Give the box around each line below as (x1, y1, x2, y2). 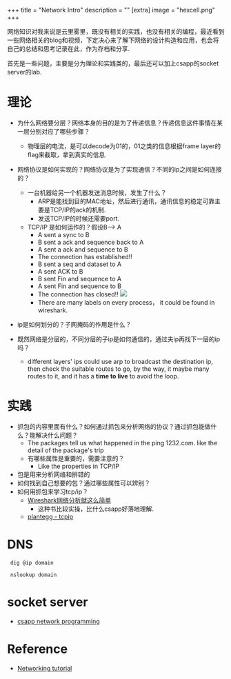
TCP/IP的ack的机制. (50, 205, 106, 214)
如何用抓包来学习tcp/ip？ (17, 487, 88, 496)
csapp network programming (17, 617, 100, 625)
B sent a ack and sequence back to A (37, 238, 144, 246)
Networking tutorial (17, 664, 72, 672)
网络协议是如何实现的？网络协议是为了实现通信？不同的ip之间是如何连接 (17, 165, 222, 173)
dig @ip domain (10, 559, 54, 566)
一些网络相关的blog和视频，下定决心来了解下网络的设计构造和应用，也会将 (7, 36, 219, 44)
